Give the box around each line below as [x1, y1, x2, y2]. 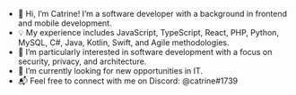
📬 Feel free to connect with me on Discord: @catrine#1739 [17, 75, 239, 86]
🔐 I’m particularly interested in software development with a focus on [17, 47, 273, 57]
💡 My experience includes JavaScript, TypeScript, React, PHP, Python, [17, 28, 280, 37]
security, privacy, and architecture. [17, 56, 147, 67]
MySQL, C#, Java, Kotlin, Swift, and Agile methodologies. [17, 37, 230, 48]
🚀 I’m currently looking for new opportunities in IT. [17, 66, 204, 75]
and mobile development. [17, 18, 112, 28]
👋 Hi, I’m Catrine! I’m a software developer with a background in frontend [17, 9, 288, 19]
